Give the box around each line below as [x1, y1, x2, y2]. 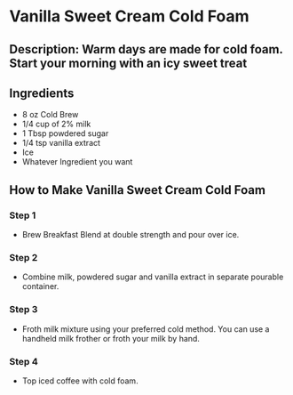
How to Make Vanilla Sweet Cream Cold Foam [9, 182, 266, 197]
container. [21, 281, 59, 292]
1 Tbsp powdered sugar [21, 128, 109, 139]
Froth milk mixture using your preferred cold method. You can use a [21, 323, 270, 335]
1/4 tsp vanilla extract [21, 138, 100, 149]
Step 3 [9, 303, 38, 316]
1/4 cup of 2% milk [21, 118, 91, 130]
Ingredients [9, 85, 75, 101]
